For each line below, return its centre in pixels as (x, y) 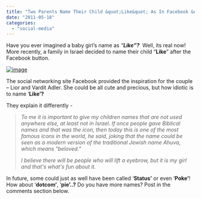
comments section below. (38, 191)
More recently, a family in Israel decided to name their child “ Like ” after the (99, 52)
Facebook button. (28, 58)
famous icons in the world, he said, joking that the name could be (102, 136)
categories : (21, 23)
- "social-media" (33, 28)
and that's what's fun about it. (58, 167)
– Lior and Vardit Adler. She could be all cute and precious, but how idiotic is (100, 88)
